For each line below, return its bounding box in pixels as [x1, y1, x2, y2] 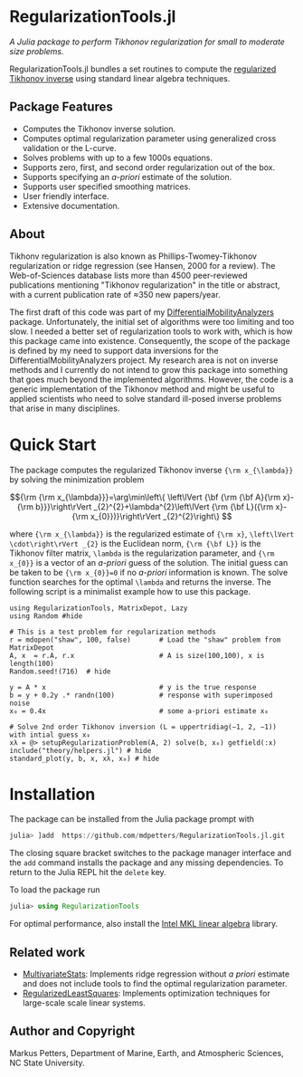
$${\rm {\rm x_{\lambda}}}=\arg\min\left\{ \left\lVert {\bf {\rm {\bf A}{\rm [9, 491, 281, 502]
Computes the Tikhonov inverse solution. [22, 123, 176, 134]
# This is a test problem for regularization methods [9, 627, 217, 636]
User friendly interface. [22, 190, 109, 201]
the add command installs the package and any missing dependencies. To [9, 857, 284, 868]
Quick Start [9, 434, 97, 454]
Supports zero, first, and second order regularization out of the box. [22, 161, 276, 173]
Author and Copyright [9, 1024, 136, 1039]
